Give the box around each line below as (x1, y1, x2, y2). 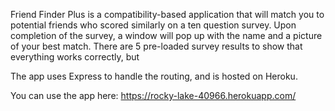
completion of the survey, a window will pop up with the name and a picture (10, 30, 323, 41)
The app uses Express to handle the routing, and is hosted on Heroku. (10, 70, 298, 82)
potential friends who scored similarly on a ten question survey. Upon (10, 19, 297, 31)
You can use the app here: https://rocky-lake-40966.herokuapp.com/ (10, 90, 297, 101)
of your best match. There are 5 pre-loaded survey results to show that (10, 40, 303, 52)
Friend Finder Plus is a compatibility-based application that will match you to (10, 9, 325, 20)
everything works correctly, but (10, 51, 140, 63)
